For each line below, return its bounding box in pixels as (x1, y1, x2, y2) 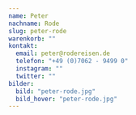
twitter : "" (15, 72, 57, 80)
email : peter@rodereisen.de (15, 49, 111, 57)
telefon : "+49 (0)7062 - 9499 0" (15, 57, 129, 66)
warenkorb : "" (8, 34, 57, 43)
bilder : (8, 79, 35, 87)
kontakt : (8, 42, 38, 50)
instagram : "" (15, 65, 63, 73)
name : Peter (8, 11, 49, 20)
